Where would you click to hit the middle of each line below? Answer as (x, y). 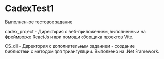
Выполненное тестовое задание (39, 22)
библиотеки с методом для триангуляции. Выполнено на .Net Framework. (82, 51)
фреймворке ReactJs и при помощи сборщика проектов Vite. (69, 37)
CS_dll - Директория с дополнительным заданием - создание (70, 46)
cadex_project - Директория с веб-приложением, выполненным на (76, 31)
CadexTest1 (29, 9)
